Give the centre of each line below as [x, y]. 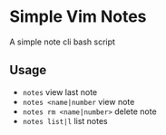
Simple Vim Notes [78, 17]
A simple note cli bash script [63, 42]
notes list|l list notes [65, 121]
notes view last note [60, 92]
